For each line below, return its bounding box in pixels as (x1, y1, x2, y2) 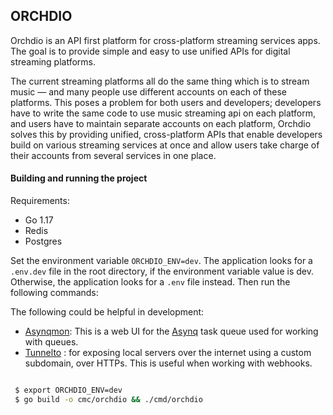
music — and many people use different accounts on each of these (10, 85, 287, 98)
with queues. (24, 336, 79, 348)
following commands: (10, 287, 99, 299)
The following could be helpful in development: (10, 306, 205, 318)
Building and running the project (10, 172, 148, 184)
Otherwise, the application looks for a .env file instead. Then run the (10, 276, 291, 288)
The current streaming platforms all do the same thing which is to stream (10, 75, 310, 87)
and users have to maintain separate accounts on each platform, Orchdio (10, 117, 312, 129)
